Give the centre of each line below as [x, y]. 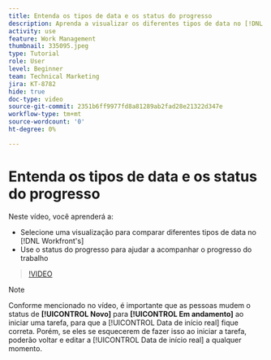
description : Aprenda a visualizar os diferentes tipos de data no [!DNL [136, 24]
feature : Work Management [52, 39]
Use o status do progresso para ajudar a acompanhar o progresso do [136, 249]
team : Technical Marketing [54, 76]
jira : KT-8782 [32, 84]
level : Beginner [36, 69]
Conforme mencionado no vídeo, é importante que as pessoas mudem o [130, 305]
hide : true [27, 91]
